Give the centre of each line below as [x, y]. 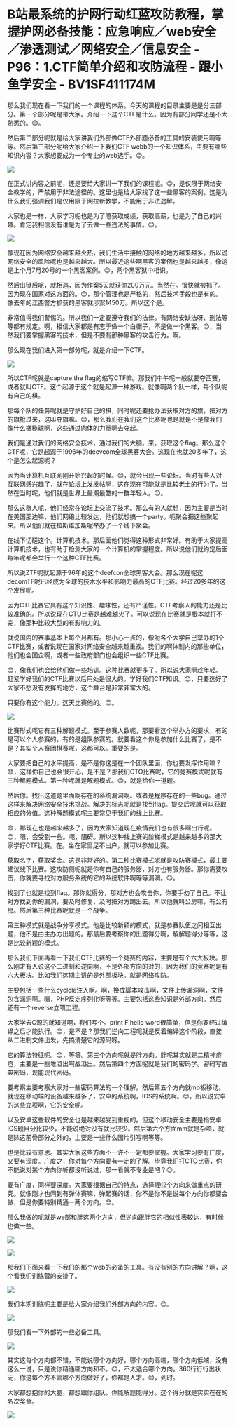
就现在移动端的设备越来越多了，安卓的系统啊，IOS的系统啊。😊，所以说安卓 [117, 1096]
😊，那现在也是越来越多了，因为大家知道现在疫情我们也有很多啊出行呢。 [112, 828]
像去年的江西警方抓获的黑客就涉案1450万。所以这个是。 [88, 302]
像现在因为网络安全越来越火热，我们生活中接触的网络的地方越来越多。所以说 [117, 253]
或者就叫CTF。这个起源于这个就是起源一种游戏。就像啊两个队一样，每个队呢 [117, 386]
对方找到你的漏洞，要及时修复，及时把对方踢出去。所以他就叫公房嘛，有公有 [117, 901]
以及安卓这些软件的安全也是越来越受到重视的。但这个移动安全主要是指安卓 [114, 1119]
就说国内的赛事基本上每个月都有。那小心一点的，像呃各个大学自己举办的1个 [116, 637]
